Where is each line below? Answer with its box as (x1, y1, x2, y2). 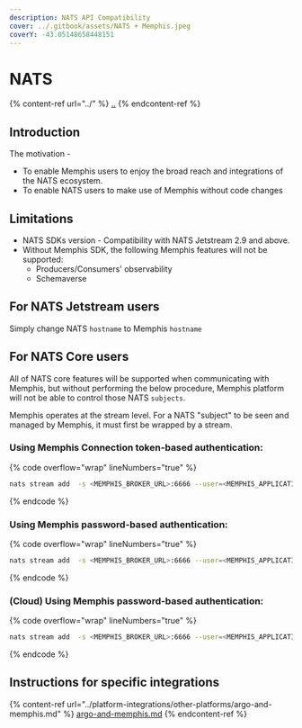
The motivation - (9, 148, 71, 159)
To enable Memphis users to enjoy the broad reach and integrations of (22, 166, 284, 176)
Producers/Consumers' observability (35, 263, 173, 274)
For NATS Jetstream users (9, 299, 160, 315)
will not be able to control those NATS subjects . (9, 392, 186, 403)
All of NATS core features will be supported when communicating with (9, 373, 270, 383)
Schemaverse (35, 273, 87, 283)
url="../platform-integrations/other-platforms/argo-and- (67, 698, 272, 709)
